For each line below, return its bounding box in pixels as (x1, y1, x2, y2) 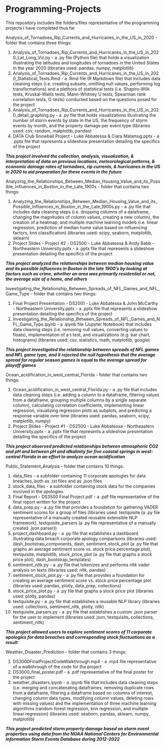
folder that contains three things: (5, 39, 72, 45)
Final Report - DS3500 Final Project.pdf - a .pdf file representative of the (12, 494, 160, 500)
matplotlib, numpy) (12, 418, 51, 424)
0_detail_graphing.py (12, 112, 55, 118)
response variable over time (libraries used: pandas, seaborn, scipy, (12, 412, 150, 418)
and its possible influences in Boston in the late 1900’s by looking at (5, 265, 147, 272)
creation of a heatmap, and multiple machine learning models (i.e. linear (12, 219, 159, 225)
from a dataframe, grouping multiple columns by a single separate (12, 397, 147, 403)
